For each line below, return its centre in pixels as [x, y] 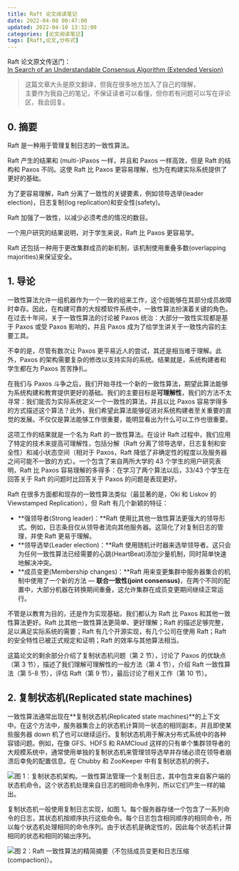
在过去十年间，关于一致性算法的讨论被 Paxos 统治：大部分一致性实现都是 [115, 317]
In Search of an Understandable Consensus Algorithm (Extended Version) [116, 70]
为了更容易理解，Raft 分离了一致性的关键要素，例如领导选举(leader [106, 193]
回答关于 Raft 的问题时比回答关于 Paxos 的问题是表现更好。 [94, 479]
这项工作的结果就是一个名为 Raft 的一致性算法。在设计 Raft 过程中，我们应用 [119, 434]
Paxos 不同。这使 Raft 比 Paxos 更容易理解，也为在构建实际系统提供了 [124, 169]
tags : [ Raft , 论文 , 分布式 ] [43, 41]
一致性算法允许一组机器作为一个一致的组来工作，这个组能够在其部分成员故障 [119, 299]
